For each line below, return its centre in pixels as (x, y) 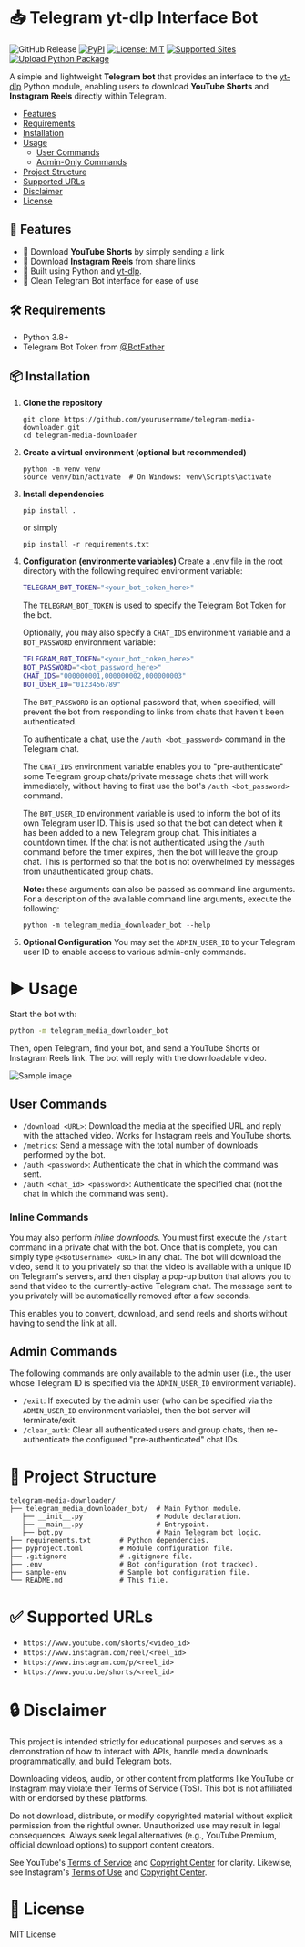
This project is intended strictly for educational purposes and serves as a (147, 1742)
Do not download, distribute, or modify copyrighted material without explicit (151, 1816)
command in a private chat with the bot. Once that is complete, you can (143, 1247)
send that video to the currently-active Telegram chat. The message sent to (151, 1286)
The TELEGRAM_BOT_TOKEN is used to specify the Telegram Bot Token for (154, 605)
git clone (41, 420)
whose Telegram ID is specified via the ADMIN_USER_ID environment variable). (153, 1383)
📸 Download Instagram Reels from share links (109, 261)
